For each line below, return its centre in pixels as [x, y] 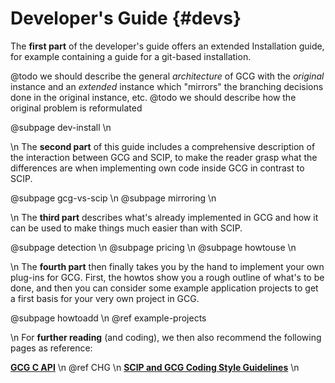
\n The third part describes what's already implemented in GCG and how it [164, 217]
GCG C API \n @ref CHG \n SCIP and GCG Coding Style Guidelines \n [155, 367]
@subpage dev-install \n [61, 127]
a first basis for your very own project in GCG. [105, 298]
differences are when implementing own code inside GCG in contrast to [157, 168]
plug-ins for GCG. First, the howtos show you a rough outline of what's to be [167, 277]
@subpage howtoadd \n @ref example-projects [108, 318]
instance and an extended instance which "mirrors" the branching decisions [167, 86]
